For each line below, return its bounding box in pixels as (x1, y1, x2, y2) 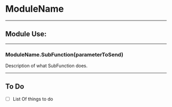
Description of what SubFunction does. (5, 62, 88, 69)
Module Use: (5, 30, 47, 38)
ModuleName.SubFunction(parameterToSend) (5, 51, 124, 58)
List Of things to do (12, 96, 53, 102)
